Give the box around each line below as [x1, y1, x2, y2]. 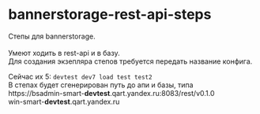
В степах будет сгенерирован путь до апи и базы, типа [8, 80, 194, 90]
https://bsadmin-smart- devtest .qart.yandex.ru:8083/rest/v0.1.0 [8, 88, 215, 97]
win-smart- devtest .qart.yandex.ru [8, 97, 120, 106]
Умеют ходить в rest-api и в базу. [8, 48, 120, 57]
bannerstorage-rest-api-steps [8, 6, 212, 24]
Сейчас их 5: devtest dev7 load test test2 [8, 72, 153, 81]
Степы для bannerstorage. [8, 31, 96, 41]
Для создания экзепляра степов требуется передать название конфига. [8, 57, 253, 66]
